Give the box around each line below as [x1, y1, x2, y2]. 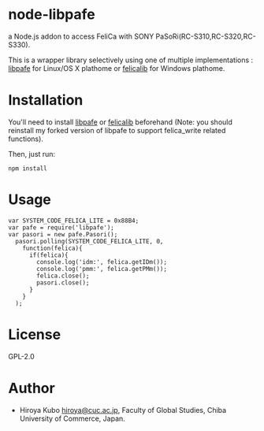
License [8, 325, 61, 344]
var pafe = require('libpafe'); [8, 223, 114, 232]
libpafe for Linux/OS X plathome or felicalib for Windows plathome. [8, 63, 225, 72]
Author [8, 379, 55, 397]
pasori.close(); [36, 278, 90, 287]
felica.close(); [36, 272, 90, 280]
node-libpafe [8, 6, 96, 24]
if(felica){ [28, 251, 69, 259]
